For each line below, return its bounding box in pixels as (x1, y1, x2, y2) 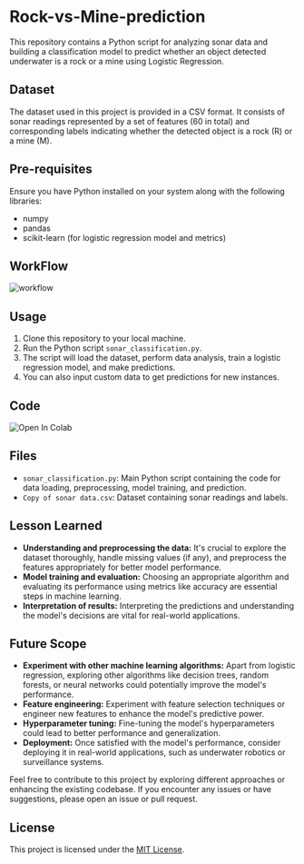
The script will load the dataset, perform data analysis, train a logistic (22, 353, 281, 363)
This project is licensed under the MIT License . (9, 844, 185, 855)
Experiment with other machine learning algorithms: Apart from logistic (22, 660, 296, 671)
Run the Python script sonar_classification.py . (22, 343, 202, 353)
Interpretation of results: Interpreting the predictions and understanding (22, 600, 295, 611)
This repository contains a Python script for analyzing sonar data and (9, 36, 269, 47)
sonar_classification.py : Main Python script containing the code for (22, 472, 281, 483)
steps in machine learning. (22, 591, 123, 601)
